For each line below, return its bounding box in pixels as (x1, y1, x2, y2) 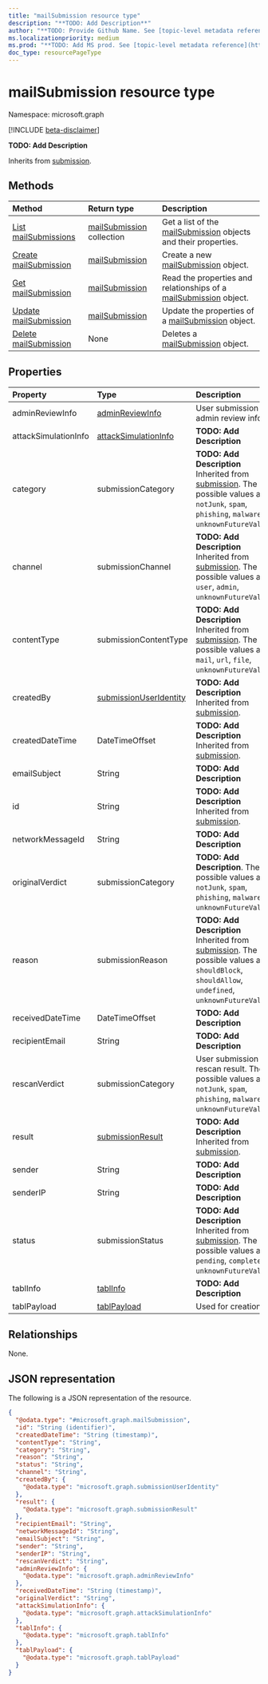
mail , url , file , (195, 654, 252, 665)
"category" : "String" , (15, 1446, 91, 1454)
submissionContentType (97, 634, 189, 645)
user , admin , (195, 580, 239, 592)
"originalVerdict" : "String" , (15, 1595, 116, 1603)
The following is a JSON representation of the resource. (8, 1393, 191, 1403)
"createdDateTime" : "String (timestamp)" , (15, 1431, 159, 1439)
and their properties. (162, 236, 238, 248)
